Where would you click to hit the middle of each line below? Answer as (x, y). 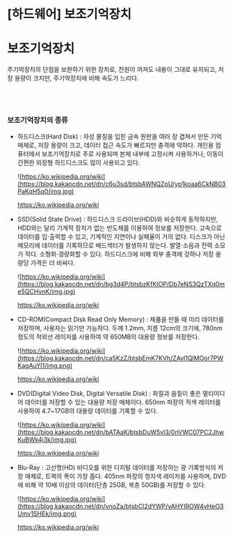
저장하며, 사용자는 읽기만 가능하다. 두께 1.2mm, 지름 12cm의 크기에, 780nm (120, 328)
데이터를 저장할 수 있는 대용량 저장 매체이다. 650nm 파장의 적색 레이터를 (123, 402)
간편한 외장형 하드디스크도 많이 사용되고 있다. (79, 163)
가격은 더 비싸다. (53, 263)
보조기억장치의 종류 (38, 121)
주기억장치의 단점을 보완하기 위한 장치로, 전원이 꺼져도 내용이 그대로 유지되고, (112, 70)
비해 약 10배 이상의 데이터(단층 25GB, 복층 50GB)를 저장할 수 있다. (115, 485)
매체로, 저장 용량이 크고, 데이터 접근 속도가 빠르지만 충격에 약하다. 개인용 (115, 145)
